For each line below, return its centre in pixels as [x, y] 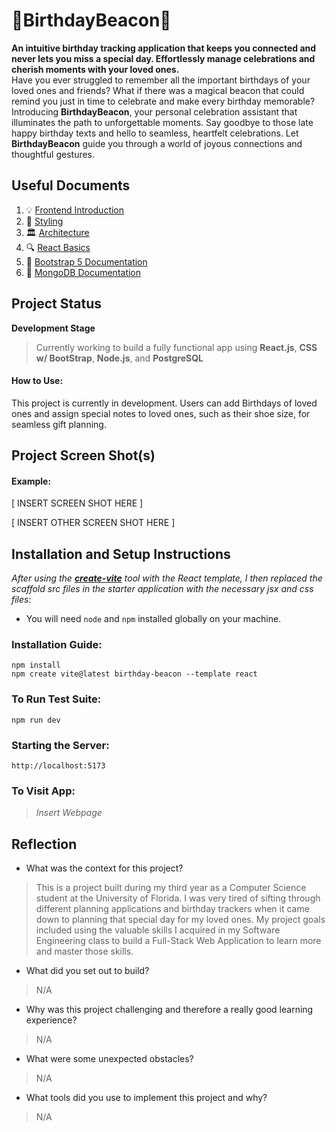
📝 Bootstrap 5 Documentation [86, 261]
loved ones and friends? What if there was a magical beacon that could [158, 90]
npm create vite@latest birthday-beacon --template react [134, 674]
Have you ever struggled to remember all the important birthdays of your [161, 80]
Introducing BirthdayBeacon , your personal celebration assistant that [154, 111]
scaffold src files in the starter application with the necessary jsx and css [162, 589]
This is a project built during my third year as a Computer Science [171, 888]
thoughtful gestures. [53, 154]
